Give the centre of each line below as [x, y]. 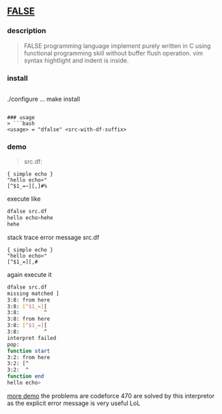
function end [26, 376]
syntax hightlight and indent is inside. [76, 60]
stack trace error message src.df [53, 237]
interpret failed [32, 338]
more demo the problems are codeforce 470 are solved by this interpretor [111, 395]
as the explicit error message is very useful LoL [74, 403]
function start [29, 351]
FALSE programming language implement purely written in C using [117, 46]
